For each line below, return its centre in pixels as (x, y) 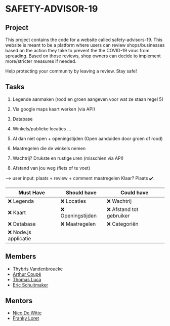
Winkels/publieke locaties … (42, 129)
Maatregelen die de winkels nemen (49, 148)
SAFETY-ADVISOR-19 (52, 9)
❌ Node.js (19, 232)
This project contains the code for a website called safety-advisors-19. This (84, 40)
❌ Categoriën (122, 224)
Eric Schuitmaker (30, 285)
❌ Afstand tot (122, 209)
